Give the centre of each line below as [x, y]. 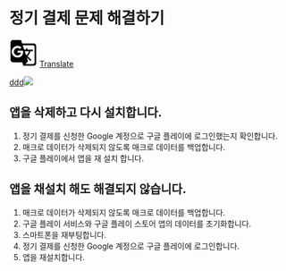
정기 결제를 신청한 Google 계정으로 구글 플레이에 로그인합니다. [130, 246]
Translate [56, 64]
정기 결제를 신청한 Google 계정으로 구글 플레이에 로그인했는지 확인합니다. [150, 136]
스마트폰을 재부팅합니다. [64, 234]
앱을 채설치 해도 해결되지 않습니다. [98, 189]
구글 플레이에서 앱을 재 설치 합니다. [83, 158]
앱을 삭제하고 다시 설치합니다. [86, 113]
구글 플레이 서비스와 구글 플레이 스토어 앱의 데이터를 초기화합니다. [137, 224]
